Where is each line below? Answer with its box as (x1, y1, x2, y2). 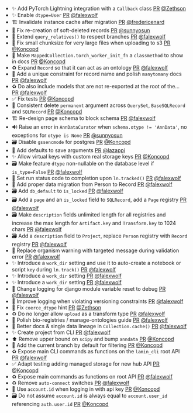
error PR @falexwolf (11, 253, 60, 260)
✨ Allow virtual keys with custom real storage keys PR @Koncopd (11, 153, 170, 160)
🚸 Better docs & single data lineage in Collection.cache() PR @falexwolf (11, 323, 187, 329)
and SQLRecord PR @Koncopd (11, 108, 82, 115)
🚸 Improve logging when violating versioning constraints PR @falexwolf (11, 298, 184, 305)
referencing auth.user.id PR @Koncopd (11, 401, 109, 407)
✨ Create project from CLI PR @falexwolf (11, 329, 111, 336)
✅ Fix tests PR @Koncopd (11, 95, 74, 102)
